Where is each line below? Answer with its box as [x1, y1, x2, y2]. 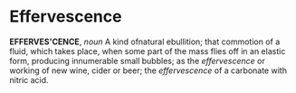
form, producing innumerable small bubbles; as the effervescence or [9, 55, 265, 66]
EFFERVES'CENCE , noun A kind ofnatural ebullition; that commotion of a [9, 36, 281, 47]
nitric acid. [9, 74, 49, 85]
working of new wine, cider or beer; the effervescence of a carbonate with [9, 65, 288, 76]
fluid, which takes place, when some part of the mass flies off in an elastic [9, 45, 286, 56]
